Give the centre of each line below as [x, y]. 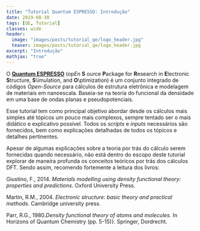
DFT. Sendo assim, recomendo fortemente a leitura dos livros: [83, 167]
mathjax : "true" [26, 57]
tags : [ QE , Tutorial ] [33, 23]
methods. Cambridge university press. [53, 203]
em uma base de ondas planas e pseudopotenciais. [70, 99]
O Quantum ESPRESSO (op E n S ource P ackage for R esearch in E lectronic [98, 73]
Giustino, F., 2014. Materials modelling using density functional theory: [94, 179]
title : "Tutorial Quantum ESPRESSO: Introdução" [68, 12]
